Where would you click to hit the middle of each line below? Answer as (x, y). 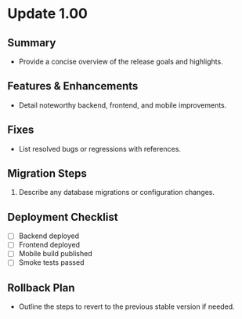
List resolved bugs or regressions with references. (100, 148)
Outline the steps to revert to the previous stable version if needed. (127, 306)
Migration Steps (47, 174)
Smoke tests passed (51, 262)
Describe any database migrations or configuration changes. (116, 192)
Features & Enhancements (73, 86)
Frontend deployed (49, 245)
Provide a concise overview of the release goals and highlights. (121, 61)
